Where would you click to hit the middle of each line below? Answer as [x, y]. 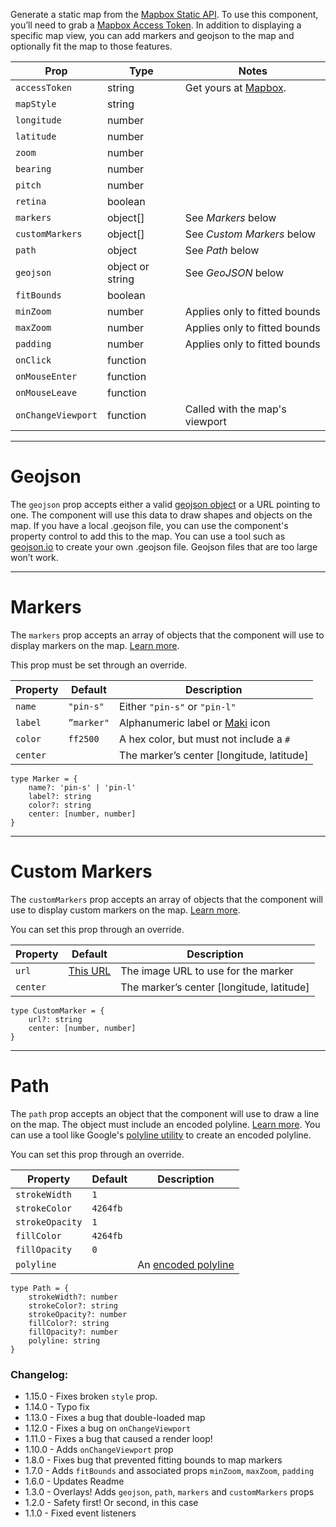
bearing [33, 169]
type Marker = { [44, 779]
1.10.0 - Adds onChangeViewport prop [99, 1450]
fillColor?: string [69, 1323]
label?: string [60, 796]
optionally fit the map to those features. [91, 46]
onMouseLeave [46, 392]
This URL [90, 971]
